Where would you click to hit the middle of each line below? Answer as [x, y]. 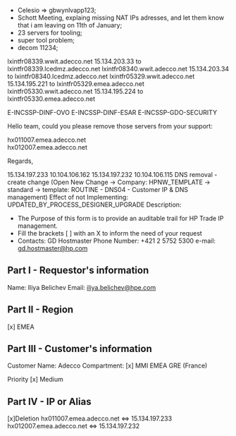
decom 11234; [38, 48]
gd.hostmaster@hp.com [52, 248]
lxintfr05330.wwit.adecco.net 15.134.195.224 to [75, 91]
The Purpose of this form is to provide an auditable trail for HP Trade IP [120, 218]
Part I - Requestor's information [78, 271]
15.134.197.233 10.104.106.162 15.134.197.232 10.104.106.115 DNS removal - [112, 175]
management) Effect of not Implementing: [68, 197]
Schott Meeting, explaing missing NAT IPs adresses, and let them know [120, 18]
